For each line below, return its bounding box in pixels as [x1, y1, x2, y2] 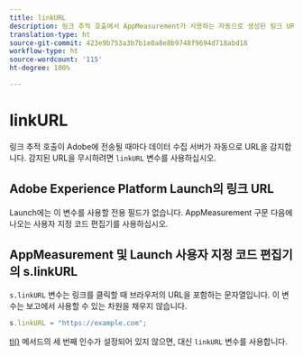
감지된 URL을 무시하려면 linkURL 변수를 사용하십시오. [28, 152, 216, 163]
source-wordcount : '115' [9, 55, 103, 64]
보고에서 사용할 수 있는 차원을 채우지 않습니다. [25, 301, 188, 312]
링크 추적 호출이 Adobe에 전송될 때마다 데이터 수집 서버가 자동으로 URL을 [9, 141, 268, 151]
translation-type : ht [9, 30, 91, 39]
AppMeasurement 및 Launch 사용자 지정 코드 [9, 247, 258, 262]
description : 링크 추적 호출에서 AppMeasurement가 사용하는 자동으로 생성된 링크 [9, 22, 283, 31]
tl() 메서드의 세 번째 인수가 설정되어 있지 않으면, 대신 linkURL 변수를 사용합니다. [9, 336, 289, 347]
